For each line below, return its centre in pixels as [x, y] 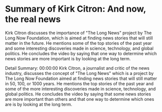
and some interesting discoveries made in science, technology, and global [79, 48]
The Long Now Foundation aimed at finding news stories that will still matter [81, 78]
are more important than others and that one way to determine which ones [80, 99]
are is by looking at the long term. [39, 104]
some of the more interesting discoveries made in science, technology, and [81, 89]
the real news [33, 19]
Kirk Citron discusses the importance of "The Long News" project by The [78, 33]
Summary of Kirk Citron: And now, [75, 9]
